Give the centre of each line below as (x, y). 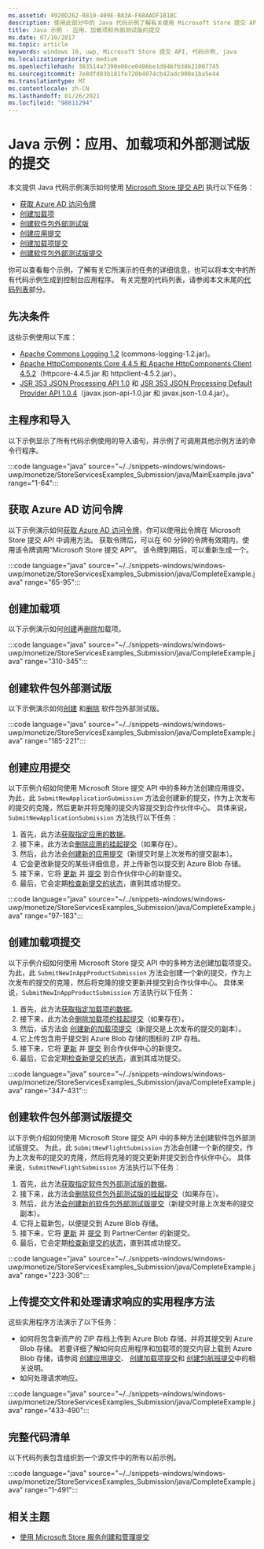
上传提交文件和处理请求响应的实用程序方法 (111, 1301)
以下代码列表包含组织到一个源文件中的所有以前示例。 (94, 1458)
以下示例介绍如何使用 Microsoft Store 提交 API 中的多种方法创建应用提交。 (128, 787)
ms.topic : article (38, 45)
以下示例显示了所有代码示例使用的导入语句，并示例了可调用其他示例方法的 (128, 440)
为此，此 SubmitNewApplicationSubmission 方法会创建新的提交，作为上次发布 (132, 798)
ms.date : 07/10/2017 (42, 37)
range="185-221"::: (55, 741)
